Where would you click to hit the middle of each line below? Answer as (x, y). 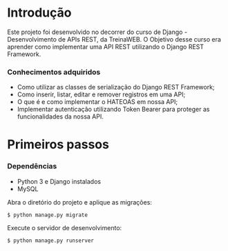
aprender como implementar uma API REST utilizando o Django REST (106, 46)
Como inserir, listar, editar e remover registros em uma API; (101, 94)
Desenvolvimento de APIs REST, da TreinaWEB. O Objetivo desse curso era (114, 39)
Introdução (39, 13)
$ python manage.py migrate (48, 215)
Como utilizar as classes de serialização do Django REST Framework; (116, 87)
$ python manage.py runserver (51, 241)
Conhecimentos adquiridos (54, 72)
